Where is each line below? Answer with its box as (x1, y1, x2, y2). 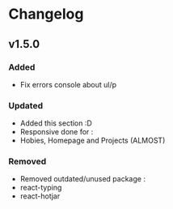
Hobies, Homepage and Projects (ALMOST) (19, 135, 166, 146)
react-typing (19, 183, 62, 193)
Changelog (8, 5, 84, 23)
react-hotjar (19, 191, 61, 201)
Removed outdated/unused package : (19, 174, 146, 184)
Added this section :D (19, 118, 93, 128)
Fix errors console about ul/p (19, 79, 117, 89)
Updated (8, 100, 43, 111)
